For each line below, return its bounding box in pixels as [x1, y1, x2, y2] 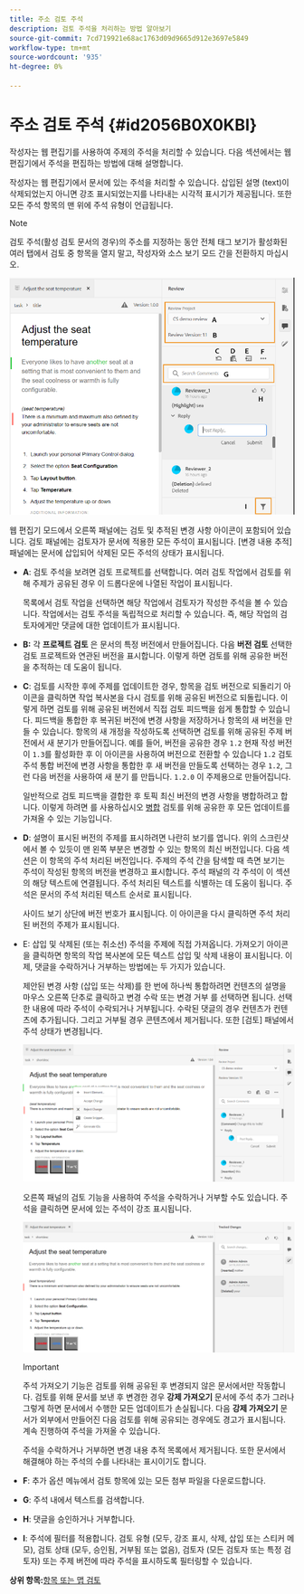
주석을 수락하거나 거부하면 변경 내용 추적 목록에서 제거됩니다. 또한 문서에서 [22, 1444, 287, 1456]
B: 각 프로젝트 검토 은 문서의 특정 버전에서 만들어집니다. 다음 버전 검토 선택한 [22, 639, 292, 650]
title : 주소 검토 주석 [9, 14, 84, 24]
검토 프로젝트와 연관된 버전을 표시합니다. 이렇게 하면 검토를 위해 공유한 [22, 650, 271, 661]
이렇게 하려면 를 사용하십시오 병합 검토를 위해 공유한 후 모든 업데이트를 [42, 802, 291, 813]
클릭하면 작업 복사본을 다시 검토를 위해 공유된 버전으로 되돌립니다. [46, 692, 279, 703]
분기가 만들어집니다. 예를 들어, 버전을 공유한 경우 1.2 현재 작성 [56, 737, 276, 748]
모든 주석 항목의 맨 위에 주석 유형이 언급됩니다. [9, 199, 174, 210]
